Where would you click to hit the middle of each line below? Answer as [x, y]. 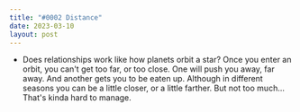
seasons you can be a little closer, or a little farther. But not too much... [154, 88]
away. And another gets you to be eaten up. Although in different [142, 79]
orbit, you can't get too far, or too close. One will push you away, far [148, 69]
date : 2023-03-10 [42, 26]
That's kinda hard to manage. [77, 98]
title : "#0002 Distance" [56, 17]
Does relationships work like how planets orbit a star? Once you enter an [157, 60]
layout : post [34, 34]
